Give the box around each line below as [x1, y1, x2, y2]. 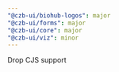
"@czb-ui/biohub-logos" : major [7, 11, 111, 20]
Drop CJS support [7, 55, 67, 65]
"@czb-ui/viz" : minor [7, 33, 79, 42]
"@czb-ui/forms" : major [7, 19, 86, 27]
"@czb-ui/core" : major [7, 26, 83, 34]
